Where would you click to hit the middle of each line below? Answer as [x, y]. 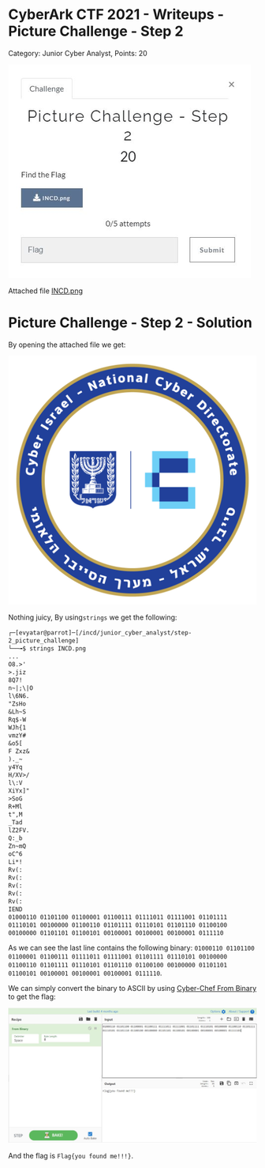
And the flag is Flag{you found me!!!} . [71, 1156]
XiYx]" [19, 791]
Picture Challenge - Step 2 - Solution [130, 323]
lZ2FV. [19, 830]
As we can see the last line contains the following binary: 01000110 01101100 [131, 948]
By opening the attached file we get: [67, 345]
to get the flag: [32, 997]
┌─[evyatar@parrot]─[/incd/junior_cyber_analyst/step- [100, 633]
